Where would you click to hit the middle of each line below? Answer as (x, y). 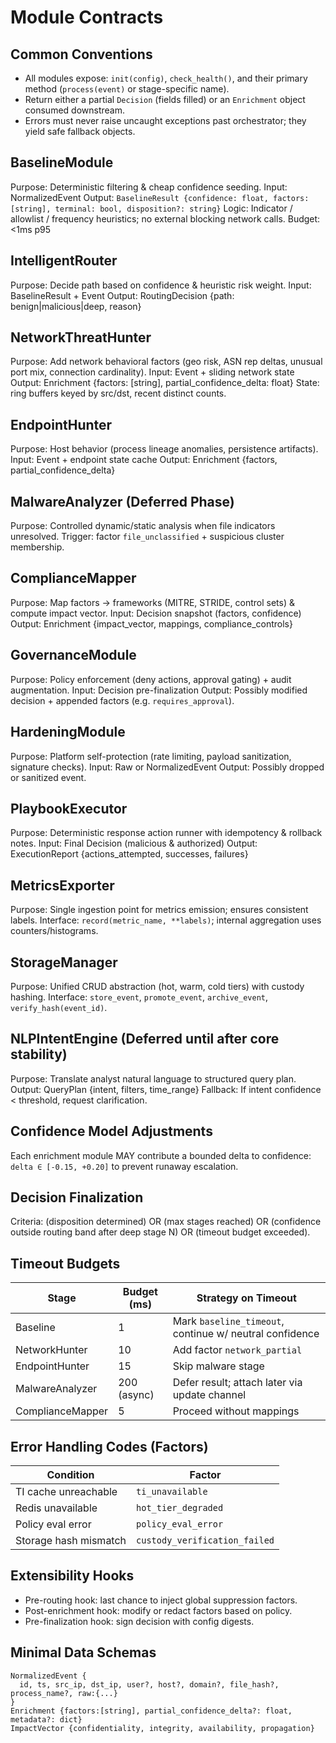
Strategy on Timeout (246, 1298)
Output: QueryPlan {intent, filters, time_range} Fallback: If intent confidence (166, 1089)
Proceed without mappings (236, 1411)
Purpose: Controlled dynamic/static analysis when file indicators (143, 526)
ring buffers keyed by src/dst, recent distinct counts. (118, 393)
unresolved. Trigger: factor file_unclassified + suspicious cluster (147, 537)
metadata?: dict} (46, 1719)
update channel (209, 1395)
